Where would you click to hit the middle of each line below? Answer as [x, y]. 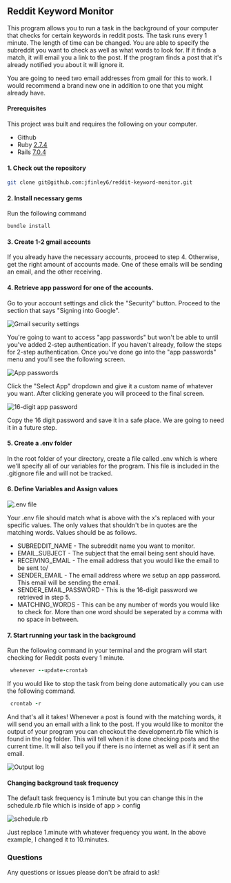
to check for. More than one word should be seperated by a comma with [120, 611]
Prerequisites [27, 108]
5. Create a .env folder [40, 443]
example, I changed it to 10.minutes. [58, 839]
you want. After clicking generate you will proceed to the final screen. [106, 393]
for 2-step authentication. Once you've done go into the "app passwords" [112, 352]
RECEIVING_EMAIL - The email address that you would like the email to [118, 560]
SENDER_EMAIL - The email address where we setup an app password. [119, 575]
